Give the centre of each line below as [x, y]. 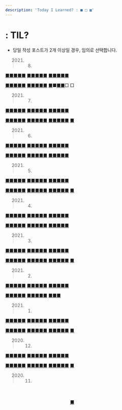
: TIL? [17, 35]
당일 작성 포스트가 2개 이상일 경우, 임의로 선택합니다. [65, 50]
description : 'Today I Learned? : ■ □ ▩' [50, 10]
